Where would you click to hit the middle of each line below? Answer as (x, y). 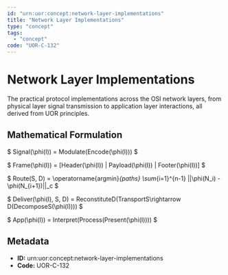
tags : (15, 33)
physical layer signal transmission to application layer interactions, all (105, 106)
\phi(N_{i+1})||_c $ (33, 185)
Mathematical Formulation (65, 135)
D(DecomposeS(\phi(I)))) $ (45, 206)
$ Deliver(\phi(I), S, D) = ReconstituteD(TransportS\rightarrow (94, 199)
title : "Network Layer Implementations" (66, 20)
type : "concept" (30, 26)
